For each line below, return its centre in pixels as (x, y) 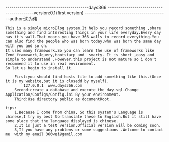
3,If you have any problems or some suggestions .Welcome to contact (89, 130)
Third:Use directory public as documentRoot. (63, 99)
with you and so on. (27, 46)
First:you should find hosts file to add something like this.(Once (88, 77)
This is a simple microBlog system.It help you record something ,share (83, 28)
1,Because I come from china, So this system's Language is (79, 112)
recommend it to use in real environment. (50, 64)
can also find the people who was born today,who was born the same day (83, 41)
